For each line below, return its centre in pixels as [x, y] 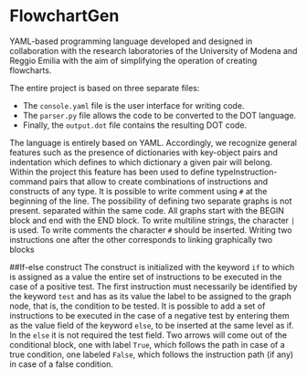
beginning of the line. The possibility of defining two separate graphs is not [151, 201]
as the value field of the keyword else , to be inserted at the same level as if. [152, 325]
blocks [22, 249]
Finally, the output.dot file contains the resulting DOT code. [135, 125]
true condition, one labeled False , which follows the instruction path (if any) [152, 354]
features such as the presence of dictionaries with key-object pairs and [144, 152]
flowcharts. [31, 70]
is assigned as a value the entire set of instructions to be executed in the [146, 277]
